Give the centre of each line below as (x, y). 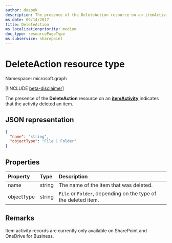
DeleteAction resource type (65, 64)
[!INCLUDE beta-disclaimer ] (35, 88)
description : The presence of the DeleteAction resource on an (74, 15)
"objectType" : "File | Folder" (43, 141)
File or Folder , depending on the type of (107, 193)
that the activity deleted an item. (39, 104)
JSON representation (40, 120)
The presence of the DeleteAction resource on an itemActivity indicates (82, 98)
